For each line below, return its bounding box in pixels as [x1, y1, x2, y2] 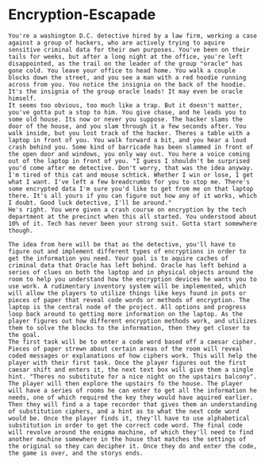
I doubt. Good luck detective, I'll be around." [8, 199, 172, 207]
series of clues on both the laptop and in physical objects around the [8, 268, 254, 276]
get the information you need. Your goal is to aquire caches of [8, 254, 229, 262]
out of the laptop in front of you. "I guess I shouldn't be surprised [8, 157, 250, 165]
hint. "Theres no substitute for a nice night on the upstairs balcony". [8, 372, 258, 381]
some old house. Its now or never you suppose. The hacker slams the [8, 115, 244, 123]
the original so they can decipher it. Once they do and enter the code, [8, 442, 258, 450]
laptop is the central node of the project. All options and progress [8, 303, 247, 311]
